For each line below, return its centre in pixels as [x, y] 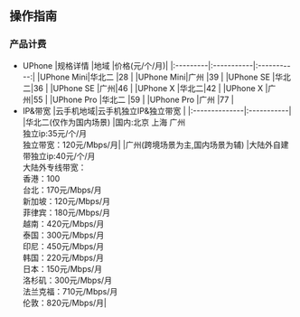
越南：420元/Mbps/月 [63, 223]
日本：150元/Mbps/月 [62, 268]
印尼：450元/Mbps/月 [63, 246]
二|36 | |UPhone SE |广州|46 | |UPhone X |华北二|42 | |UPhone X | [145, 88]
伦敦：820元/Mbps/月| [64, 303]
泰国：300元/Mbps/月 [63, 235]
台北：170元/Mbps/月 [62, 190]
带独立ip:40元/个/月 [59, 155]
